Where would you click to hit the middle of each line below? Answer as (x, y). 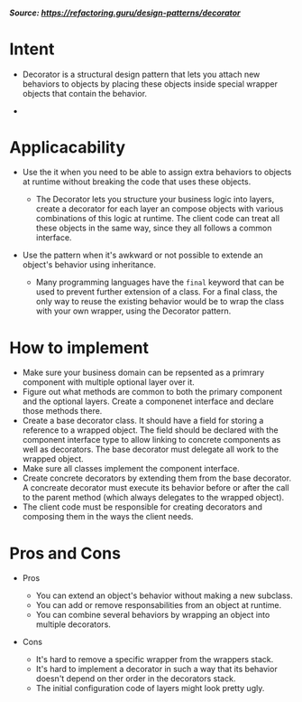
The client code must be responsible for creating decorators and (142, 507)
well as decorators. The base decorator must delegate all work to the (151, 449)
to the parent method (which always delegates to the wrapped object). (153, 498)
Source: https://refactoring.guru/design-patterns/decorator (125, 13)
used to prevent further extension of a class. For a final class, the (156, 292)
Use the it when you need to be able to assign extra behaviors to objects (157, 173)
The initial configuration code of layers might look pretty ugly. (150, 688)
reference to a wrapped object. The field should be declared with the (150, 430)
